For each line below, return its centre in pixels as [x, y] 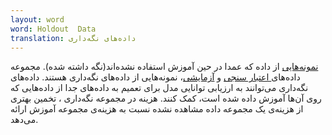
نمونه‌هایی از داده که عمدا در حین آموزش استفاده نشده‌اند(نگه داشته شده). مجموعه [164, 67]
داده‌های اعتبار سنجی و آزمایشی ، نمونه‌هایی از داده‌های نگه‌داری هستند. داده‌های [155, 77]
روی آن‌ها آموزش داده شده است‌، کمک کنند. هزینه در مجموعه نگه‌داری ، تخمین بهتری [166, 98]
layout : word [37, 19]
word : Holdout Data [53, 29]
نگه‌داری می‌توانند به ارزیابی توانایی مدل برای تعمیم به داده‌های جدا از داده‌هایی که [159, 88]
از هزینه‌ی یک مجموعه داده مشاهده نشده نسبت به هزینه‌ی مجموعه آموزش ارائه [157, 109]
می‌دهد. [24, 120]
